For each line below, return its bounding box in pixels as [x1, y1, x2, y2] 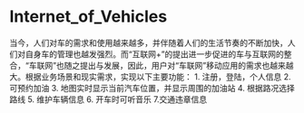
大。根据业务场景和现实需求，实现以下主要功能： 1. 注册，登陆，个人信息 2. [9, 71, 292, 82]
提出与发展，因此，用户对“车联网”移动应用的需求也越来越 [80, 60, 294, 71]
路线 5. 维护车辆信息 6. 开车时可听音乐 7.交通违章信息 [9, 93, 208, 105]
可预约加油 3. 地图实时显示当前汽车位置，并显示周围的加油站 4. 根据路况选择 [9, 82, 295, 93]
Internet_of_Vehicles [9, 6, 168, 27]
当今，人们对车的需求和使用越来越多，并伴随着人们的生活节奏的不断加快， [9, 37, 288, 48]
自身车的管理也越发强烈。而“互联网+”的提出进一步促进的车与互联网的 [25, 48, 284, 60]
